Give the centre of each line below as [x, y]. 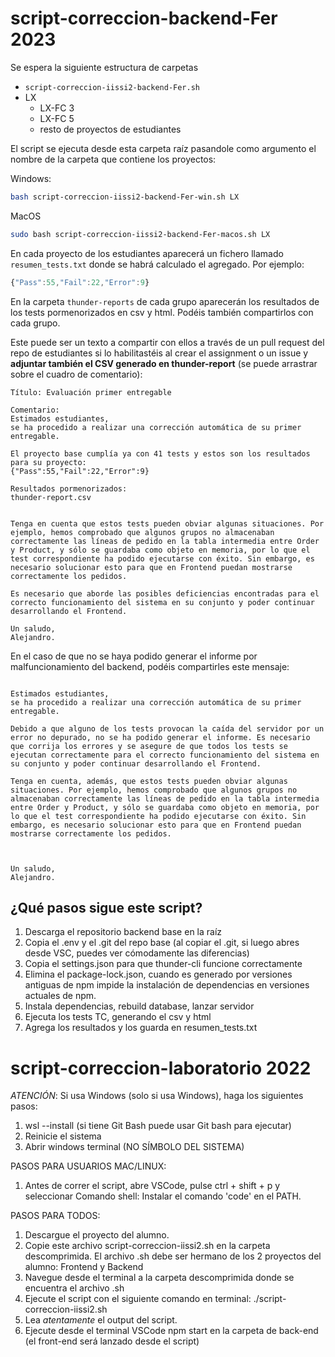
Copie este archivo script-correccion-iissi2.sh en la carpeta [147, 1246]
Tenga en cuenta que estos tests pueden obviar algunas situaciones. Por [167, 523]
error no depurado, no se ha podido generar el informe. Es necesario [160, 737]
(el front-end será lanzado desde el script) [112, 1341]
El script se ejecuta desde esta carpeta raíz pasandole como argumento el [163, 148]
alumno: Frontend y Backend [84, 1267]
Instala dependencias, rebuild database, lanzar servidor [139, 1006]
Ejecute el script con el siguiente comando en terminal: [138, 1299]
